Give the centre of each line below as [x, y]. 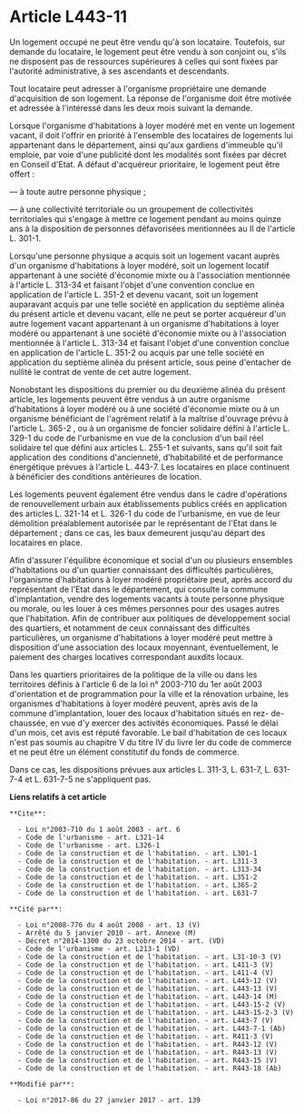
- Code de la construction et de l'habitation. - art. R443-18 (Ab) [150, 1068]
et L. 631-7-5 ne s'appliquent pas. [88, 779]
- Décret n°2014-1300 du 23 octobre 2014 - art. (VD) [121, 941]
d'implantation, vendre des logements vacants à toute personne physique [147, 599]
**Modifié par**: [42, 1084]
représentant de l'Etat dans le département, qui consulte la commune [139, 589]
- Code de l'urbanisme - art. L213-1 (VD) [99, 948]
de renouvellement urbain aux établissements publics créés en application [148, 503]
